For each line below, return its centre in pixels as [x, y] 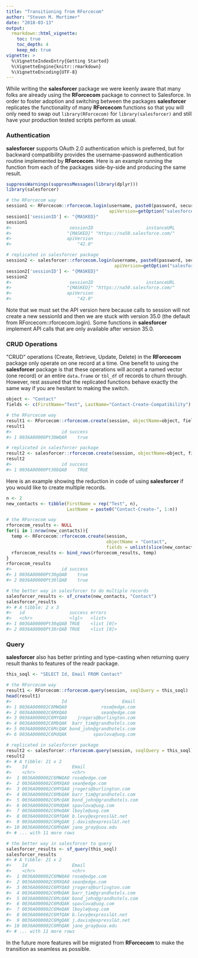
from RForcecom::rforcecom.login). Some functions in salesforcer [86, 323]
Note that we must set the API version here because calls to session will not [98, 310]
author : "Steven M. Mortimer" [43, 17]
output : [16, 28]
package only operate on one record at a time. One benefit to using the [92, 363]
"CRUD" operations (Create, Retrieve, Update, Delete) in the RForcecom [94, 357]
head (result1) [24, 696]
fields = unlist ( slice [134, 547]
